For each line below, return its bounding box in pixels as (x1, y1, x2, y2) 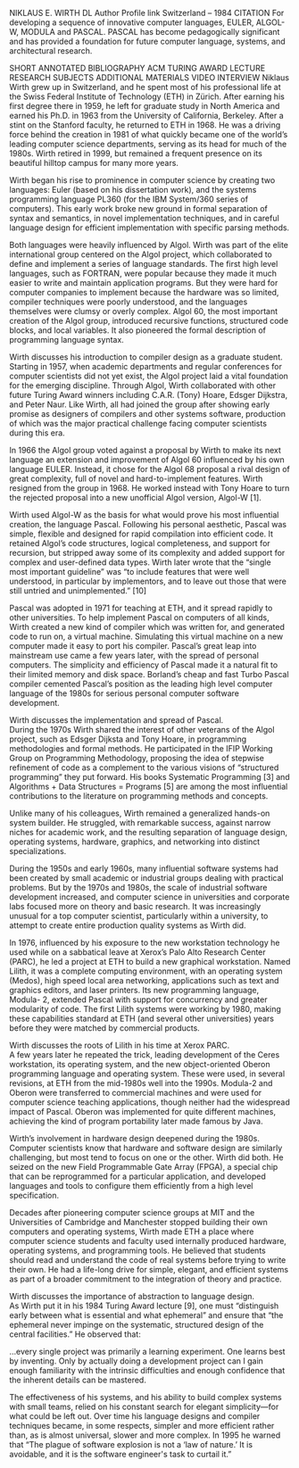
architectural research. (9, 46, 93, 56)
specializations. (9, 846, 67, 856)
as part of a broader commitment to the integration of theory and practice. (9, 1273, 283, 1284)
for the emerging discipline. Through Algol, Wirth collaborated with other (9, 380, 277, 391)
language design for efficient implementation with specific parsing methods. (9, 222, 290, 233)
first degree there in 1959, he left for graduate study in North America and (9, 101, 280, 111)
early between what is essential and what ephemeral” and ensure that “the (9, 1310, 284, 1320)
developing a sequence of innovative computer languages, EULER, (9, 17, 254, 28)
